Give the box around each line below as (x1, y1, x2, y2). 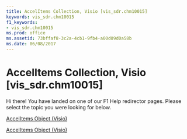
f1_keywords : (6, 19, 38, 25)
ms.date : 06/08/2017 (6, 41, 57, 47)
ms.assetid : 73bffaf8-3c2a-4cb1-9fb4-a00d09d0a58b (6, 35, 132, 41)
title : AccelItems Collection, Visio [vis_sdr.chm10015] (6, 8, 148, 15)
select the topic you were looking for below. (6, 104, 112, 111)
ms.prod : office (6, 30, 46, 36)
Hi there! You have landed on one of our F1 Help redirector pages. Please (6, 97, 182, 105)
